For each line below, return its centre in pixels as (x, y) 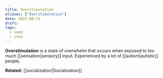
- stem (16, 37)
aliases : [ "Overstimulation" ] (36, 14)
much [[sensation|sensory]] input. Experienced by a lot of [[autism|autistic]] (82, 56)
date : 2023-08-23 (23, 19)
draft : (12, 23)
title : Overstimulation (29, 10)
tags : (11, 28)
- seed (16, 32)
